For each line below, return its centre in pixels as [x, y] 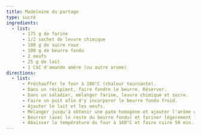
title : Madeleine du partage [42, 12]
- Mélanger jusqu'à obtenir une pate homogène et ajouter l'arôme [106, 112]
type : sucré [21, 17]
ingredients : [22, 23]
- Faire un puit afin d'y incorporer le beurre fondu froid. [100, 100]
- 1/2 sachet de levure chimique [64, 39]
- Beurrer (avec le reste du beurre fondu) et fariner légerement [106, 117]
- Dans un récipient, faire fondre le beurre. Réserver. [95, 90]
